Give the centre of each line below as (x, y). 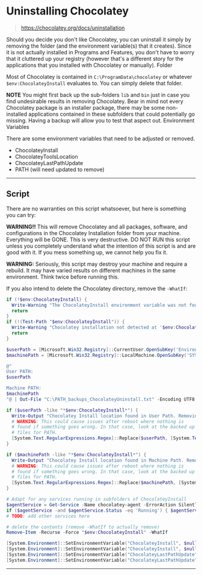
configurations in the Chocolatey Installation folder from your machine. (94, 233)
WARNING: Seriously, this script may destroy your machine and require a (97, 264)
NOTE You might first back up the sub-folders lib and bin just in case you (98, 95)
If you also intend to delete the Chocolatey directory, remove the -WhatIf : (97, 288)
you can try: (21, 215)
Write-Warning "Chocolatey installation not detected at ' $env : (94, 328)
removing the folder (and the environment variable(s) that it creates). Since (99, 46)
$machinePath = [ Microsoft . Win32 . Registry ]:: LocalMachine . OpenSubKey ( (96, 355)
